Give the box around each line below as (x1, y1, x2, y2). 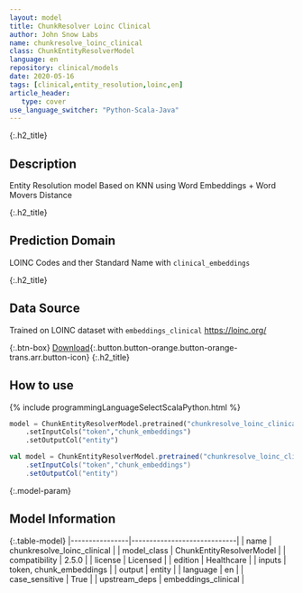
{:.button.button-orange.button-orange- (89, 342, 238, 352)
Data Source (9, 301, 80, 316)
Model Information (9, 511, 116, 527)
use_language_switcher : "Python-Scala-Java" (9, 105, 179, 114)
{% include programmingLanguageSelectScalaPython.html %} (9, 402, 241, 413)
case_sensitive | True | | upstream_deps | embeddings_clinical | (9, 573, 245, 584)
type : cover (21, 96, 67, 106)
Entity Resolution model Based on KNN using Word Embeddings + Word (9, 180, 277, 191)
